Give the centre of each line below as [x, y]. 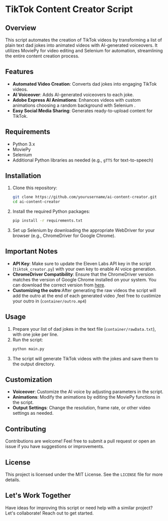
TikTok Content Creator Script [69, 9]
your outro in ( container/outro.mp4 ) [49, 301]
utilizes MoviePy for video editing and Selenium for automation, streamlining [84, 51]
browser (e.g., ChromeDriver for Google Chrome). [64, 236]
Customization [29, 379]
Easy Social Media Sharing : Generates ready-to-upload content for [82, 110]
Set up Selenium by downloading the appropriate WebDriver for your [83, 231]
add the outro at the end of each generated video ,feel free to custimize [87, 295]
